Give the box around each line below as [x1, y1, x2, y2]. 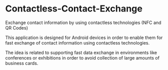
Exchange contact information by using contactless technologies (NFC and [5, 19, 162, 25]
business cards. [5, 60, 38, 66]
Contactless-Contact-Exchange [5, 3, 143, 14]
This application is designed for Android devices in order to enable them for [5, 34, 163, 40]
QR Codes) [5, 24, 28, 30]
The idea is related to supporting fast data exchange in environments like [5, 49, 157, 55]
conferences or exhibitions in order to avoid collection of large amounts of [5, 54, 160, 60]
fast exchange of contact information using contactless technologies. [5, 39, 150, 45]
